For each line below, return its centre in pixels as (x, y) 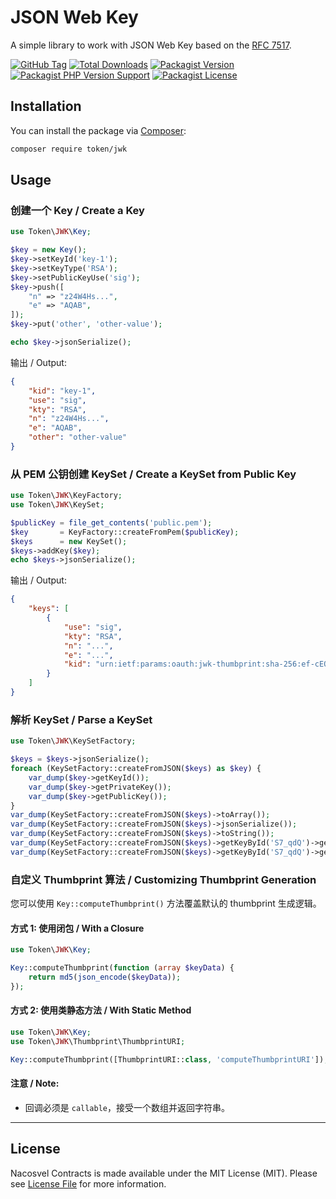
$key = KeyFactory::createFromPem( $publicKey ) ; (125, 532)
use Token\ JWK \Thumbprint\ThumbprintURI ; (98, 1041)
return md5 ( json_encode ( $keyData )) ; (105, 977)
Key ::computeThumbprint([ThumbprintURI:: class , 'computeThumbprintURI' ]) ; (169, 1059)
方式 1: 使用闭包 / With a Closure (77, 928)
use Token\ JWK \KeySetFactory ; (73, 741)
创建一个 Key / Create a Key (77, 210)
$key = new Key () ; (48, 250)
